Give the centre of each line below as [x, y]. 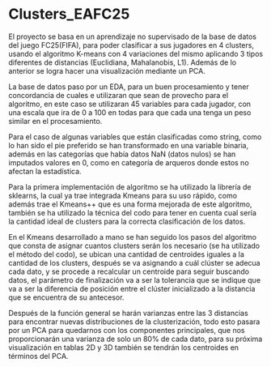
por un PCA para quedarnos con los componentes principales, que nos [127, 330]
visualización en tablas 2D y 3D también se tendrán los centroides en [124, 347]
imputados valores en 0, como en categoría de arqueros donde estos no [129, 162]
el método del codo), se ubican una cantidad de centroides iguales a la [127, 254]
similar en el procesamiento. [55, 121]
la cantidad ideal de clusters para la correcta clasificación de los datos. [127, 221]
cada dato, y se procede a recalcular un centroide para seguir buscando [129, 271]
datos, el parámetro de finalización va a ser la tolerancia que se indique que [135, 280]
